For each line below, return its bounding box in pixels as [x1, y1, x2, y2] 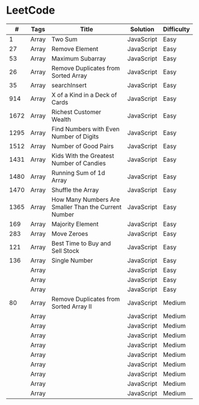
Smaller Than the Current [51, 202, 122, 211]
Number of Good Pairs [51, 142, 114, 150]
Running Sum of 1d [51, 169, 105, 177]
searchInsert [51, 81, 87, 89]
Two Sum [51, 35, 78, 43]
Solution [130, 25, 155, 33]
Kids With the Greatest [51, 151, 114, 160]
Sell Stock [51, 246, 80, 255]
